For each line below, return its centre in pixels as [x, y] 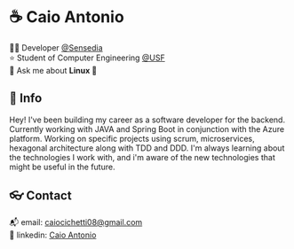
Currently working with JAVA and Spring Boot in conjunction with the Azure [147, 128]
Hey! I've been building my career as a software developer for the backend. [147, 120]
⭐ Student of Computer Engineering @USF [87, 58]
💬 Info [26, 98]
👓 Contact [41, 196]
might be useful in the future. [62, 167]
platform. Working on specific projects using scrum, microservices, [132, 138]
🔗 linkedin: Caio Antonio [53, 235]
